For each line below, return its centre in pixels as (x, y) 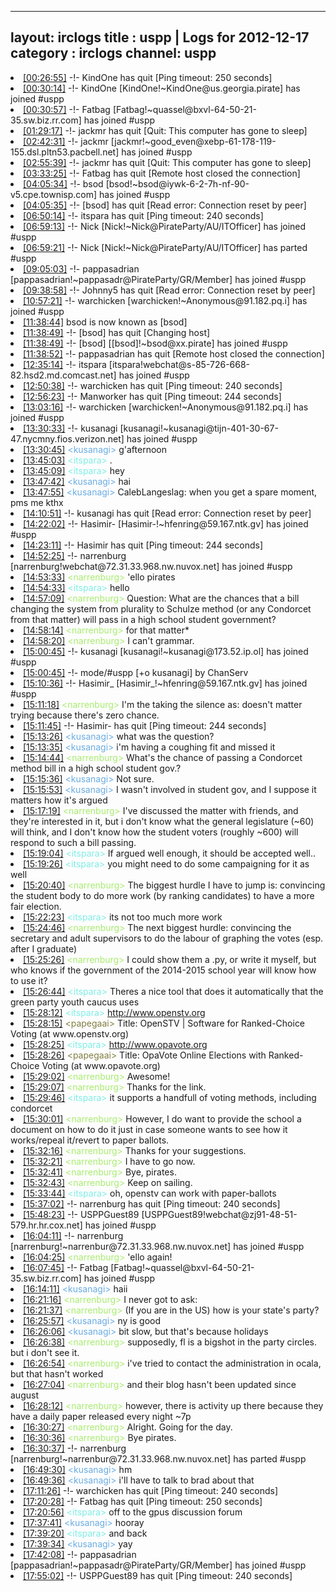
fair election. (36, 906)
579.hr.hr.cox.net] (46, 1225)
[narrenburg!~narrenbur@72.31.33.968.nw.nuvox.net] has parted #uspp (158, 1458)
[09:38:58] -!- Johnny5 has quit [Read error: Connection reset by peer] (169, 290)
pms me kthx (37, 502)
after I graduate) (44, 948)
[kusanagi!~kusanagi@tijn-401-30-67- (199, 428)
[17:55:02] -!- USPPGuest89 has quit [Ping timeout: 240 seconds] (158, 1575)
